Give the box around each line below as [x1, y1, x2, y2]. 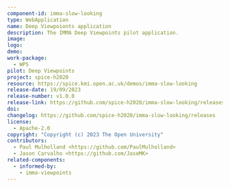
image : [7, 36, 26, 42]
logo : [7, 42, 23, 49]
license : [7, 118, 32, 125]
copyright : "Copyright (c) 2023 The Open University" [7, 131, 164, 138]
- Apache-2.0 [13, 125, 51, 132]
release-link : [7, 99, 48, 106]
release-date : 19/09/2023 [7, 86, 81, 93]
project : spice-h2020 [7, 73, 69, 81]
